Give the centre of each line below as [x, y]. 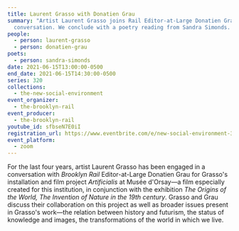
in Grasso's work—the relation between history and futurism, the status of [116, 212]
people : [19, 34]
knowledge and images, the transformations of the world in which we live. [116, 220]
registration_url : [34, 133]
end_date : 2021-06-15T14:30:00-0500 [62, 73]
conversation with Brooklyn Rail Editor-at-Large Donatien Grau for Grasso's [118, 175]
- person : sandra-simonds [52, 61]
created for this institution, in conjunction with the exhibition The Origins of [117, 190]
